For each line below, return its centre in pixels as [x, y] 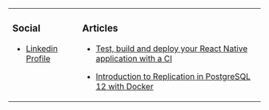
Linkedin [42, 49]
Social [26, 29]
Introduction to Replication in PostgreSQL [173, 77]
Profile [38, 58]
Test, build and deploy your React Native [172, 49]
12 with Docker [124, 86]
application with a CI [134, 58]
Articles [100, 29]
